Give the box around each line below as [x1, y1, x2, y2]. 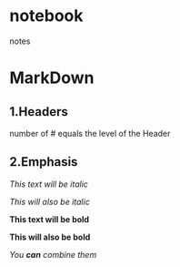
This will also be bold [9, 231, 91, 242]
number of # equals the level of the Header [9, 128, 171, 139]
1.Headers [9, 104, 68, 119]
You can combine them [9, 249, 97, 260]
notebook [9, 5, 84, 26]
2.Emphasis [9, 154, 78, 169]
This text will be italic [9, 179, 89, 190]
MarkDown [9, 67, 95, 88]
